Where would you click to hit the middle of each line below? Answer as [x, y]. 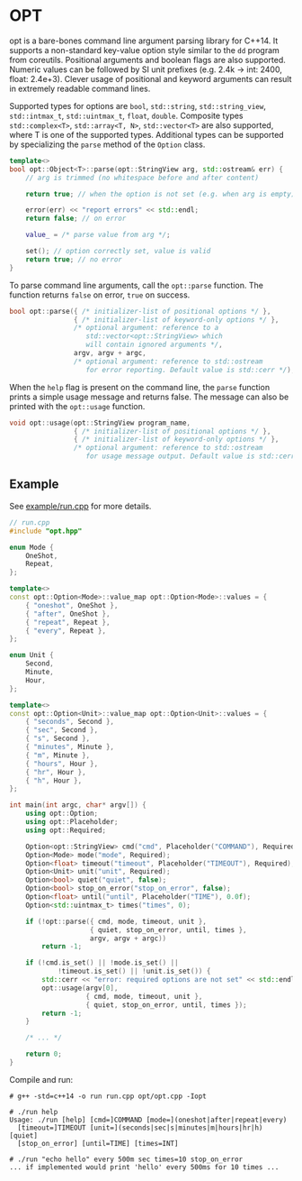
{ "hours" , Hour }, [62, 764]
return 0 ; [44, 1054]
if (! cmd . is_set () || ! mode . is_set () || [102, 963]
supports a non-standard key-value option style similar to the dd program [145, 50]
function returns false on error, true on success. [100, 295]
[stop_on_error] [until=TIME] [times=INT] [98, 1143]
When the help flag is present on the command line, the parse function [140, 387]
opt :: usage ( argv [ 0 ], [80, 988]
